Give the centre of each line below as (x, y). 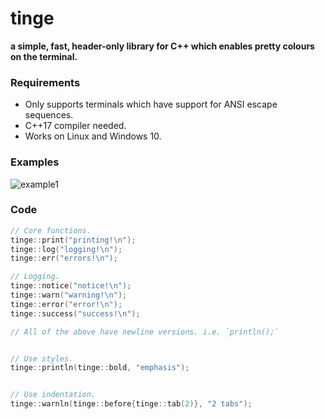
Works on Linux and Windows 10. (93, 136)
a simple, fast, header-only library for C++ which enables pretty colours (162, 46)
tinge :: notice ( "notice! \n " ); (71, 286)
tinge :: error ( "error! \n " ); (66, 304)
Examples (35, 162)
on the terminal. (44, 56)
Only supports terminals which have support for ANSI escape (151, 104)
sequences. (49, 115)
